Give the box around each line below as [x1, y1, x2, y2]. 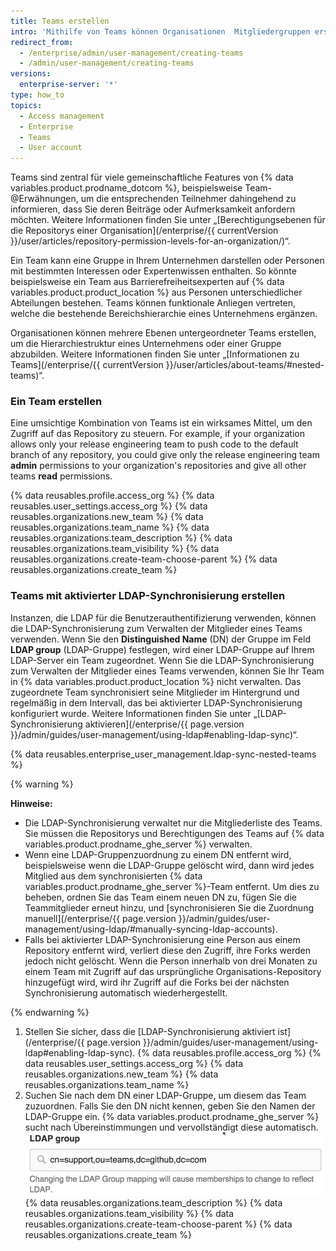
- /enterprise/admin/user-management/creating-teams [19, 48, 244, 58]
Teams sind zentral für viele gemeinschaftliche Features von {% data [10, 171, 294, 184]
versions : [10, 69, 52, 79]
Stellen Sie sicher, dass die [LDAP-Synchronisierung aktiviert [24, 1025, 276, 1037]
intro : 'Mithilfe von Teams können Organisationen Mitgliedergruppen [10, 26, 311, 37]
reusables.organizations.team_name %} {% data [10, 521, 210, 534]
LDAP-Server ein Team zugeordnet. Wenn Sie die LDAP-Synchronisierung [10, 654, 315, 666]
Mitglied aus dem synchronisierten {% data [24, 870, 203, 882]
